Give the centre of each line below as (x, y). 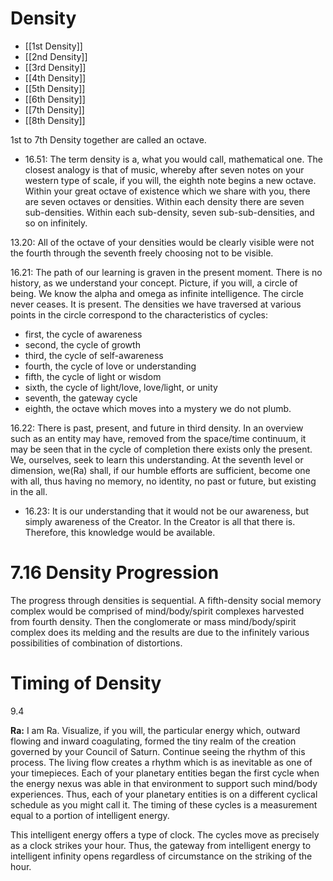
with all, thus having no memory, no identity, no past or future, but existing (163, 481)
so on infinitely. (56, 223)
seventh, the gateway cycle (81, 398)
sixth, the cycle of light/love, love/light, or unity (121, 387)
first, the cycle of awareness (83, 334)
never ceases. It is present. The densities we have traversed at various (156, 304)
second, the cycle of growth (82, 344)
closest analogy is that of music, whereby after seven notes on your (164, 169)
